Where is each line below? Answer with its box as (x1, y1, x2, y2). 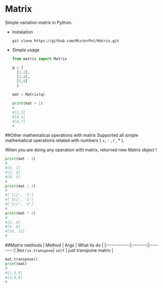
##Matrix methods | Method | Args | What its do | (5, 242, 104, 248)
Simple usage (12, 47, 40, 53)
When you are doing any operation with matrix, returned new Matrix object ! (5, 147, 157, 153)
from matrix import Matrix (12, 56, 67, 61)
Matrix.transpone (18, 249, 54, 253)
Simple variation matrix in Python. (5, 19, 72, 25)
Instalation (12, 29, 33, 35)
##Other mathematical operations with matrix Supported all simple (5, 133, 139, 138)
